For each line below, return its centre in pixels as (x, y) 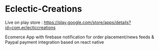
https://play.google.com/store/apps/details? (87, 22)
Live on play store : (24, 22)
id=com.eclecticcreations (30, 27)
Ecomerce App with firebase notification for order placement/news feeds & (80, 37)
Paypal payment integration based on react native (55, 42)
